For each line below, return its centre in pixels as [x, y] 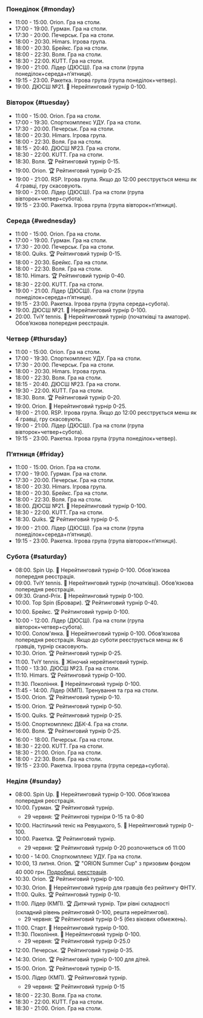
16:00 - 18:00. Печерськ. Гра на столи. [64, 739]
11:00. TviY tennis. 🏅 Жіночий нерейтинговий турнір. [82, 662]
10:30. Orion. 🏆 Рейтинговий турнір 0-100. [70, 879]
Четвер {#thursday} [37, 339]
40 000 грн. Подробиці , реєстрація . [61, 872]
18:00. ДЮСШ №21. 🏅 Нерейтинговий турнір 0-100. [81, 506]
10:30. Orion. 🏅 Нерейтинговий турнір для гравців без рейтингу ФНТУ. [106, 887]
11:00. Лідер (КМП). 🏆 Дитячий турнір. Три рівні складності [92, 904]
